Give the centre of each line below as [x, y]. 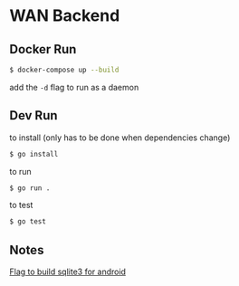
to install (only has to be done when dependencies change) [120, 138]
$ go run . [30, 188]
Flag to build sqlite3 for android [68, 272]
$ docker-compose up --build [64, 70]
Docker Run [43, 49]
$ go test [28, 222]
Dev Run [33, 115]
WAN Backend [65, 16]
